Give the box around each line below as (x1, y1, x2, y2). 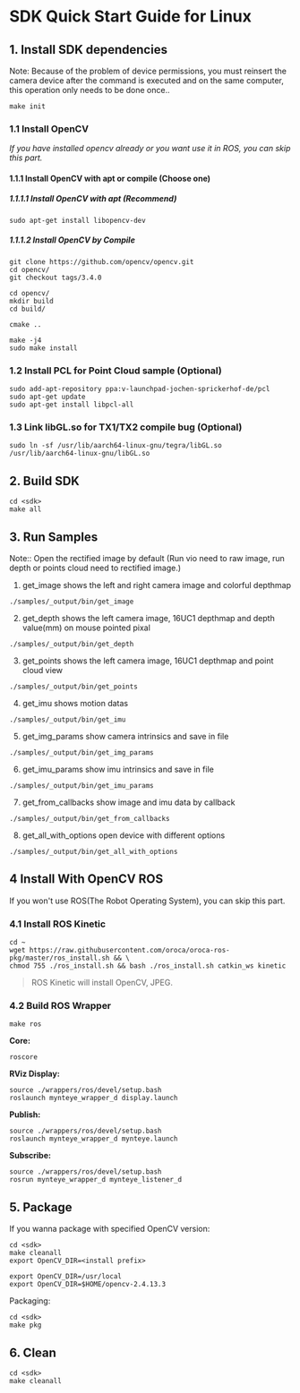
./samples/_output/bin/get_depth (9, 640, 134, 649)
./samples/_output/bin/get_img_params (9, 748, 154, 757)
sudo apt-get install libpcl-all (9, 400, 134, 409)
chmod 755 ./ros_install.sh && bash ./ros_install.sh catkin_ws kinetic (9, 961, 287, 970)
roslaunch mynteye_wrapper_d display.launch (9, 1094, 178, 1103)
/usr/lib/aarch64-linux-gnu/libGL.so (9, 449, 150, 458)
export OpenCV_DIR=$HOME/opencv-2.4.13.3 (9, 1280, 167, 1289)
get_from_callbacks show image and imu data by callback (21, 797, 236, 808)
